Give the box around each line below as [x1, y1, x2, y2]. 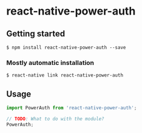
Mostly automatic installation [6, 58, 95, 67]
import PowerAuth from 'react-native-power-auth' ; [6, 105, 137, 111]
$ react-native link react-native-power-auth [6, 72, 123, 78]
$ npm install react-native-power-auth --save [6, 44, 126, 50]
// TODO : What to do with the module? [6, 115, 104, 122]
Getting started [6, 29, 66, 39]
